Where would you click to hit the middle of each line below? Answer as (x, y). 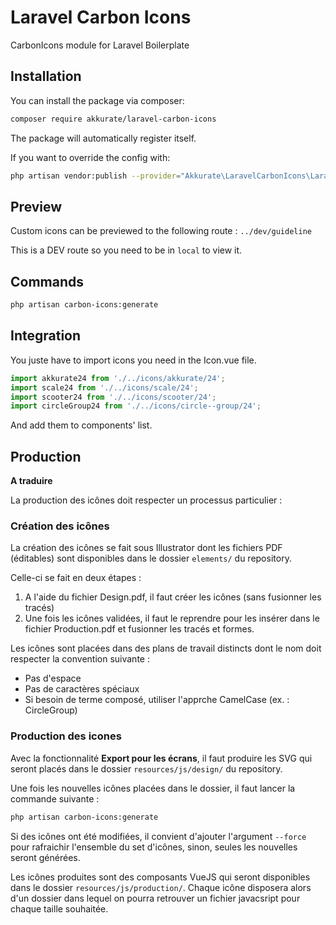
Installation (46, 76)
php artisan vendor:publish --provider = (96, 176)
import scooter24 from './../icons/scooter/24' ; (113, 397)
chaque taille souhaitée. (59, 908)
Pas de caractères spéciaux (82, 689)
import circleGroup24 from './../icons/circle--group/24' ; (136, 406)
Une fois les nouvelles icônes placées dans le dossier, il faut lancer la (153, 788)
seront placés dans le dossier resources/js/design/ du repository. (146, 768)
